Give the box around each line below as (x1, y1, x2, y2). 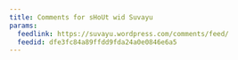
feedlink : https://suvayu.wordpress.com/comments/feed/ (17, 29, 229, 38)
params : (9, 21, 38, 30)
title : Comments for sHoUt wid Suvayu (9, 12, 153, 22)
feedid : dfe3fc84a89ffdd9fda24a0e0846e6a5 (17, 37, 177, 47)
